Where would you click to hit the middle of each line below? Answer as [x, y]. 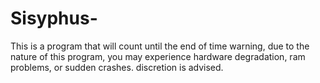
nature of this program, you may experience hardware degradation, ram [158, 56]
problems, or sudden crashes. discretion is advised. [117, 67]
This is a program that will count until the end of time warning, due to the [160, 46]
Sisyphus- [54, 18]
